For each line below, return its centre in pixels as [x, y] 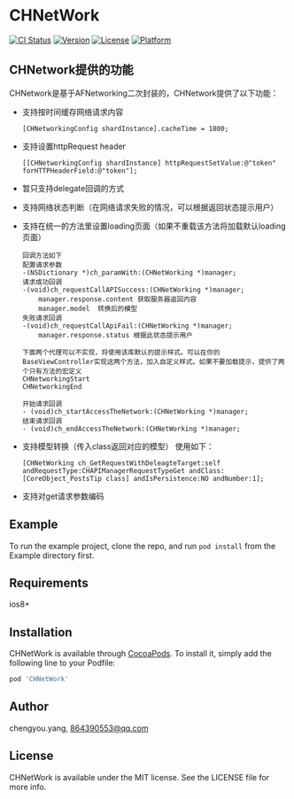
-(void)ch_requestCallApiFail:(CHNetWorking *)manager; [127, 326]
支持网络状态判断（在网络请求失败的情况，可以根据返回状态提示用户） [150, 207]
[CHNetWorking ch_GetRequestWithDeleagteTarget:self [121, 463]
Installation [41, 632]
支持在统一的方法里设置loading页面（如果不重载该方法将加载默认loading [154, 226]
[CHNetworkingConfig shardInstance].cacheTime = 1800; [125, 128]
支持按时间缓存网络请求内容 [73, 112]
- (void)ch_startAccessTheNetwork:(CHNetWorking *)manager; [135, 411]
